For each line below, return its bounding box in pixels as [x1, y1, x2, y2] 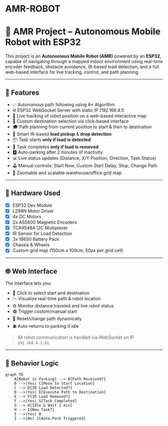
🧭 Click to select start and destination [12, 290, 90, 296]
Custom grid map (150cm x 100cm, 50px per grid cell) [12, 247, 123, 253]
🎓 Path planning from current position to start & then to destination [12, 124, 152, 130]
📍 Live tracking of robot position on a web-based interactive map [12, 113, 146, 119]
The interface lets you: [5, 280, 51, 286]
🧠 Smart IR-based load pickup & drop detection [12, 131, 111, 137]
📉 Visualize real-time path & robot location [12, 296, 101, 302]
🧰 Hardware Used [5, 189, 61, 198]
